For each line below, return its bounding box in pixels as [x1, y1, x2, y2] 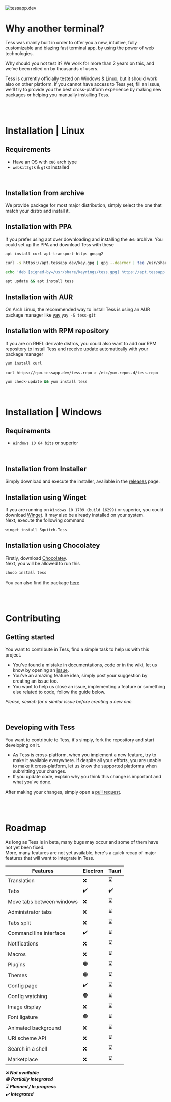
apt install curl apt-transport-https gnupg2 [5, 251, 103, 256]
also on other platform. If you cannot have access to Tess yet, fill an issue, [5, 81, 161, 87]
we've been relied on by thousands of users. [5, 65, 99, 71]
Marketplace [8, 1056, 38, 1063]
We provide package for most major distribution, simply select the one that [5, 202, 162, 208]
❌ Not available [5, 1070, 39, 1076]
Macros [8, 951, 26, 958]
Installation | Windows [5, 406, 102, 418]
